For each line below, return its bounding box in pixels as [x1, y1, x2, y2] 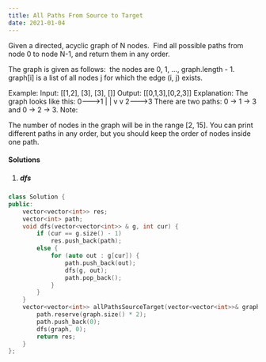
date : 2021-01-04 [8, 19, 66, 27]
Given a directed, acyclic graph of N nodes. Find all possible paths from [8, 40, 244, 50]
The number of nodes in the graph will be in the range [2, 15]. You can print [8, 120, 253, 130]
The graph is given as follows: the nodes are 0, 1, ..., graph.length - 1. [8, 64, 235, 74]
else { [36, 244, 59, 253]
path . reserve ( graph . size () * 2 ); [36, 311, 147, 319]
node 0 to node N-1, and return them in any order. [8, 49, 170, 58]
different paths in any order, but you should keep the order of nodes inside [8, 128, 251, 138]
